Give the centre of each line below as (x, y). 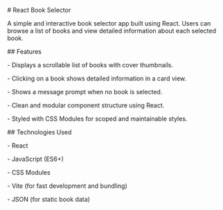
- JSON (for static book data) (48, 199)
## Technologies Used (39, 132)
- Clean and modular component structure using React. (86, 105)
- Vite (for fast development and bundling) (68, 186)
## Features (24, 52)
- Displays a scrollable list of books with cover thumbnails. (90, 65)
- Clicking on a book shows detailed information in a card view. (97, 78)
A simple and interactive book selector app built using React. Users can (109, 23)
